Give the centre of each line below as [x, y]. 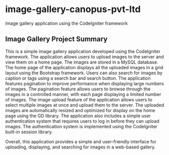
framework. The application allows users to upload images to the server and [85, 57]
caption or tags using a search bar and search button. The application [78, 78]
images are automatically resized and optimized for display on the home [80, 110]
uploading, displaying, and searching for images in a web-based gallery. [80, 147]
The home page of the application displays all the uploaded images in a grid [84, 67]
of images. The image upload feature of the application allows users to [79, 99]
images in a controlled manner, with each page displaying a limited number [83, 94]
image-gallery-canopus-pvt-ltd [73, 9]
